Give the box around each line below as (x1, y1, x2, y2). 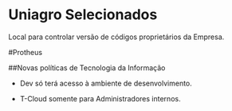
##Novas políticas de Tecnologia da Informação (8, 62, 166, 73)
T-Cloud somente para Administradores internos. (19, 93, 181, 103)
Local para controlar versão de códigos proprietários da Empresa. (8, 32, 225, 42)
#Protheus (8, 47, 42, 57)
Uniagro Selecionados (8, 6, 158, 24)
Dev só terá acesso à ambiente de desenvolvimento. (19, 78, 193, 88)
